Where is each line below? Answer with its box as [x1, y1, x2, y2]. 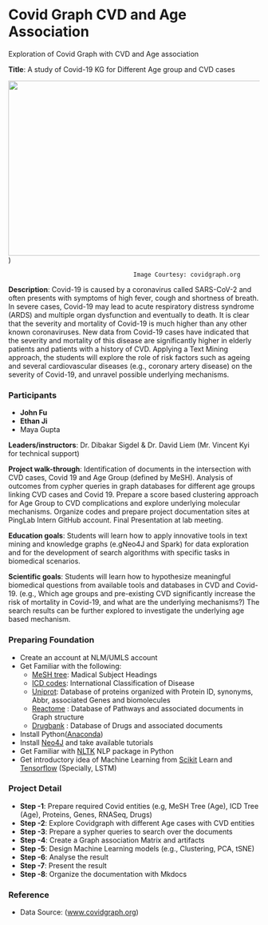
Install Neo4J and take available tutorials [19, 738, 154, 747]
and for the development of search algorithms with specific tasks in [8, 548, 230, 558]
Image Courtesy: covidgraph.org [132, 270, 241, 278]
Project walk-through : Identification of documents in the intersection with [8, 464, 251, 474]
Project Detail [8, 783, 62, 794]
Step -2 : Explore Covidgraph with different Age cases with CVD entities [19, 818, 255, 827]
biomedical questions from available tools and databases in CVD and [8, 580, 235, 590]
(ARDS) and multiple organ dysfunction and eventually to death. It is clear [8, 310, 250, 319]
